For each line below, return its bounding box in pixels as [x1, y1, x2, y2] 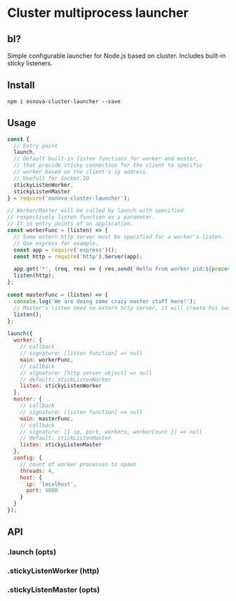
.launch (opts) [7, 547, 57, 557]
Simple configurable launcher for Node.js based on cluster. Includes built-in [7, 51, 226, 60]
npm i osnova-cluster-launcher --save [7, 98, 121, 105]
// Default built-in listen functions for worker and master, [13, 155, 199, 162]
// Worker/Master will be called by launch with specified [7, 207, 184, 214]
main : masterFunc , [20, 415, 74, 422]
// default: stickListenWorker [20, 376, 112, 383]
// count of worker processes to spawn [20, 460, 137, 468]
